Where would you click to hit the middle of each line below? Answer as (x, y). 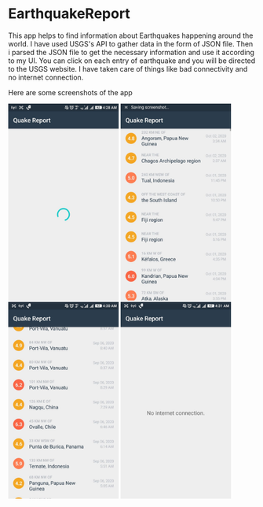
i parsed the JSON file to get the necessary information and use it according (131, 52)
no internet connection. (46, 77)
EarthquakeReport (69, 14)
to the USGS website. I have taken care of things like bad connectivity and (128, 68)
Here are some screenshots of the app (71, 92)
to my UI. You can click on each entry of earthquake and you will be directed (132, 61)
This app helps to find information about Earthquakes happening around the (131, 35)
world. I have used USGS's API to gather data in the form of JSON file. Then (131, 43)
